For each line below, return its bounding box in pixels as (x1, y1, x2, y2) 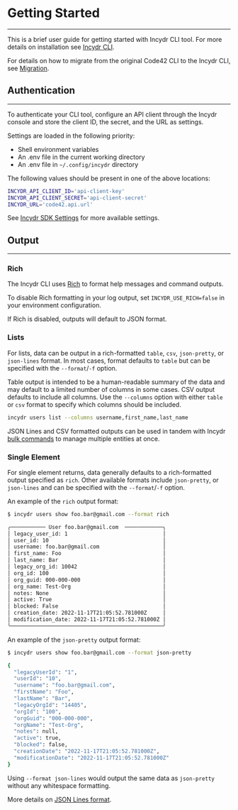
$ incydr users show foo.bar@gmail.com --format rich (7, 510, 170, 518)
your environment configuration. (7, 301, 101, 310)
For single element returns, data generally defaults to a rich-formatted (7, 468, 212, 476)
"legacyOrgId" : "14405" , (13, 701, 87, 708)
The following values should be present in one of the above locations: (7, 174, 210, 182)
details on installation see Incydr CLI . (7, 43, 115, 51)
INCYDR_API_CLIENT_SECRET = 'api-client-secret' (7, 194, 147, 202)
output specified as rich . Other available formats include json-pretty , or (7, 476, 220, 484)
